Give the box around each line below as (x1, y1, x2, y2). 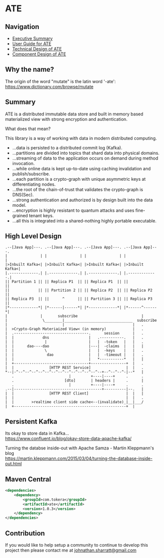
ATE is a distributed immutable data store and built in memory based (5, 111, 143, 117)
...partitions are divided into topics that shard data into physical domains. (12, 150, 160, 156)
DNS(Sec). (12, 192, 34, 197)
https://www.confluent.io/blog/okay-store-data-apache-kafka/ (5, 436, 132, 442)
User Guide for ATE (12, 41, 52, 47)
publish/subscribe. (12, 170, 50, 177)
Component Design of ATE (12, 51, 66, 57)
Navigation (5, 23, 39, 31)
